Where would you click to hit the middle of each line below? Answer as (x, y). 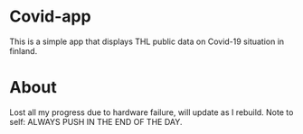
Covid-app (51, 17)
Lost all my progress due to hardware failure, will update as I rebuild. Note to (151, 112)
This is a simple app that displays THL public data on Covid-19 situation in (147, 41)
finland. (24, 50)
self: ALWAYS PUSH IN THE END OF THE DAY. (96, 121)
